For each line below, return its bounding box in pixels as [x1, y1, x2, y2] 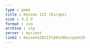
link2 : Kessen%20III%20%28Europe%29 [5, 35, 85, 40]
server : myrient [5, 30, 42, 35]
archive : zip [5, 26, 36, 31]
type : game [5, 7, 31, 12]
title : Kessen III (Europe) [5, 12, 67, 17]
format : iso [5, 21, 33, 26]
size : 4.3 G [5, 16, 33, 21]
